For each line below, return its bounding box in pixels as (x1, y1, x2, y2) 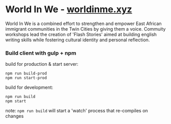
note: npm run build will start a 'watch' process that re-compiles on (5, 108, 148, 114)
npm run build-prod (5, 71, 47, 76)
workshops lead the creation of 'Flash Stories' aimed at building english (5, 31, 157, 37)
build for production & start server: (5, 61, 79, 67)
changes (5, 113, 24, 119)
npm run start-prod (5, 76, 47, 81)
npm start (5, 98, 27, 104)
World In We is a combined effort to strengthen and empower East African (5, 20, 162, 27)
